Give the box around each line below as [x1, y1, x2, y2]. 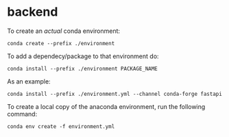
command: [7, 110, 38, 118]
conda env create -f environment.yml [7, 123, 115, 130]
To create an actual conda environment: [7, 27, 121, 35]
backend [7, 4, 58, 20]
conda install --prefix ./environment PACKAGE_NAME [7, 65, 158, 72]
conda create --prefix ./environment [7, 40, 115, 47]
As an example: [7, 77, 51, 86]
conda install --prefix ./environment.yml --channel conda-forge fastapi [7, 90, 223, 97]
